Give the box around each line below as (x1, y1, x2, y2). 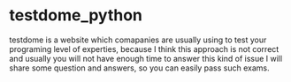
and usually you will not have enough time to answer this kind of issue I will (9, 53, 283, 63)
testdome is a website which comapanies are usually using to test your (9, 34, 267, 45)
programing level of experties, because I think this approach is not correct (9, 43, 280, 54)
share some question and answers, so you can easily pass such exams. (9, 63, 270, 73)
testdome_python (9, 5, 143, 26)
